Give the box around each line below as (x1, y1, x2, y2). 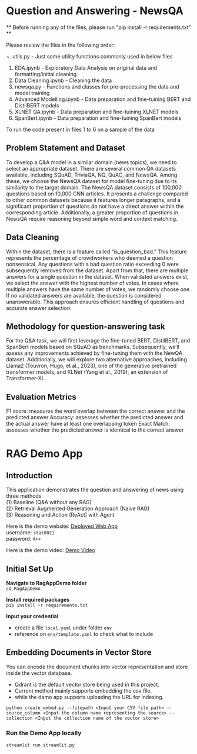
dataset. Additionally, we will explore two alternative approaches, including (6, 356, 187, 363)
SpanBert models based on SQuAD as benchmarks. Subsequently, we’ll (6, 344, 179, 351)
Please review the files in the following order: (6, 41, 115, 48)
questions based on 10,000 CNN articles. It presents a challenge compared (6, 190, 188, 197)
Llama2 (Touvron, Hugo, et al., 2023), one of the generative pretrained (6, 362, 177, 370)
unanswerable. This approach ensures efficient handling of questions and (6, 298, 185, 305)
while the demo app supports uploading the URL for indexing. (14, 693, 164, 700)
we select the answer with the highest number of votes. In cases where (6, 279, 179, 286)
